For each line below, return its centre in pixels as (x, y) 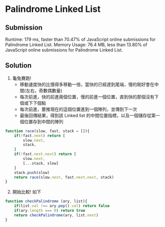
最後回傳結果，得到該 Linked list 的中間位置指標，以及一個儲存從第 (88, 115)
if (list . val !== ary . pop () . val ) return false (62, 206)
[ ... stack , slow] (41, 163)
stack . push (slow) (32, 172)
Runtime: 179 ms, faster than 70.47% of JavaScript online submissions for (81, 39)
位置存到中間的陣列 (44, 121)
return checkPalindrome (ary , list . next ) (56, 215)
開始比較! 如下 (27, 192)
